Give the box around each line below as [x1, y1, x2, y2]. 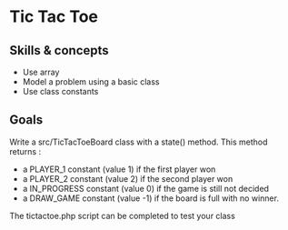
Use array [22, 66, 60, 77]
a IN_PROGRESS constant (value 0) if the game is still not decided [22, 183, 270, 194]
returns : [9, 145, 42, 156]
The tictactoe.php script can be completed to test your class [9, 210, 236, 221]
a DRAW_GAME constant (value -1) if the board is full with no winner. [22, 193, 280, 204]
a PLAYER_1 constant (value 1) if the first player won [22, 164, 216, 175]
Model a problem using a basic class [22, 76, 160, 87]
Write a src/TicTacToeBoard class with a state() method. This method [9, 136, 268, 147]
